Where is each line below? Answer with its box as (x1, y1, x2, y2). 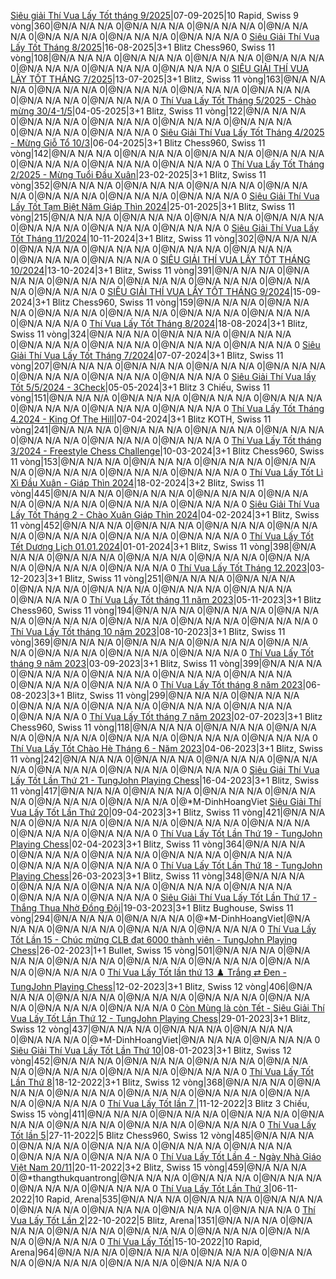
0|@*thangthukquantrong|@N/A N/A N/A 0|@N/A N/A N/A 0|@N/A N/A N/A (10, 1172, 322, 1184)
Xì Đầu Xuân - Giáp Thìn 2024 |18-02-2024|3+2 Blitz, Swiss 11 (10, 477, 265, 489)
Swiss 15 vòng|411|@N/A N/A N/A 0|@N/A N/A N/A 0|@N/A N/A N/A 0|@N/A (10, 1108, 325, 1120)
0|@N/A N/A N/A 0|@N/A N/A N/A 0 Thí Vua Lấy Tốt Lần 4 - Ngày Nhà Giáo (10, 1151, 322, 1162)
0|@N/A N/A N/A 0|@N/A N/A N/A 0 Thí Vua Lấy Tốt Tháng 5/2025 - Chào (10, 95, 317, 106)
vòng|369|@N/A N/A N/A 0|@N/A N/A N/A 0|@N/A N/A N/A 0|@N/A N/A (10, 636, 309, 648)
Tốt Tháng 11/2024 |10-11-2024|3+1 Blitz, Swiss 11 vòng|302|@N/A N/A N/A (10, 233, 318, 244)
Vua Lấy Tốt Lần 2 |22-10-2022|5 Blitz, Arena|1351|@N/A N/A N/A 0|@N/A (10, 1215, 313, 1226)
